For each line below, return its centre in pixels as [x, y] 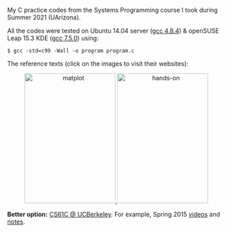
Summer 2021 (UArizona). [44, 17]
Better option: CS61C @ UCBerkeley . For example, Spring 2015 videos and [113, 214]
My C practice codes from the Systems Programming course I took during [112, 10]
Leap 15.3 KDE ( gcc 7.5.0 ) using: [53, 38]
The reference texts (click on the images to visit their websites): [98, 64]
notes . [16, 222]
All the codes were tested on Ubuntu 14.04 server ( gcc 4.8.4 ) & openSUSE [113, 31]
